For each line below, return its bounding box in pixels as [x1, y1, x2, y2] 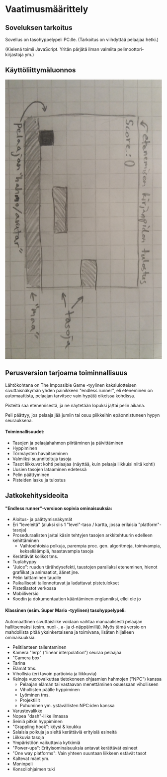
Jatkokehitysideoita [5, 492, 69, 500]
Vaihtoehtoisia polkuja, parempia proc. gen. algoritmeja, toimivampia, [19, 543, 162, 549]
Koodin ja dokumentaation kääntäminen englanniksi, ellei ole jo [12, 596, 141, 602]
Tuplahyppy [12, 559, 37, 565]
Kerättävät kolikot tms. [12, 553, 59, 559]
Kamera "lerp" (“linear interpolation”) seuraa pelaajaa [12, 649, 122, 655]
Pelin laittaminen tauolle [12, 575, 61, 581]
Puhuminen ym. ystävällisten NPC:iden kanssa [19, 702, 115, 708]
